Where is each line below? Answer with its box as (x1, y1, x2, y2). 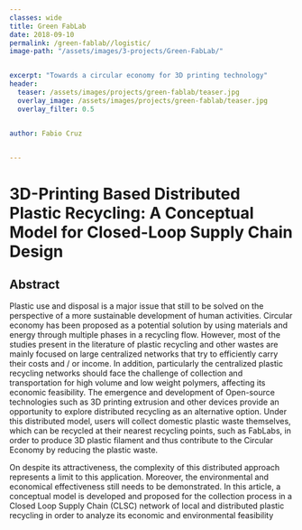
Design (9, 241, 64, 262)
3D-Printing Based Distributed (9, 183, 241, 204)
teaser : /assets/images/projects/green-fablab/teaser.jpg (17, 88, 241, 97)
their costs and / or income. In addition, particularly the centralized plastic (9, 358, 284, 369)
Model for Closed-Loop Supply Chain (9, 222, 293, 242)
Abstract (9, 276, 60, 292)
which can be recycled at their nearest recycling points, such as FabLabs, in (9, 425, 291, 436)
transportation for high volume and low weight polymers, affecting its (9, 377, 266, 388)
